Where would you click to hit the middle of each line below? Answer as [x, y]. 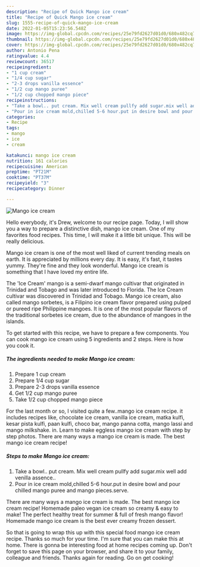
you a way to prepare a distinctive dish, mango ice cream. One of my [90, 228]
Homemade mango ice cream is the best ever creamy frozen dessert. [91, 521]
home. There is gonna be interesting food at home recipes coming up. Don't [99, 545]
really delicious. [25, 241]
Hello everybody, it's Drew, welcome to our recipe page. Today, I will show [97, 222]
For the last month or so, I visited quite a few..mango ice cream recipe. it [95, 411]
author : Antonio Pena [33, 51]
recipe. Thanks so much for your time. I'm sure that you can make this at [95, 538]
